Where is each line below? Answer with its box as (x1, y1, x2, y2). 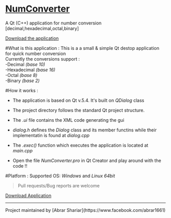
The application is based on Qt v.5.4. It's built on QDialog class (12, 97, 145, 103)
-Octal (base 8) (5, 72, 38, 78)
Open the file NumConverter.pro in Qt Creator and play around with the (12, 157, 161, 163)
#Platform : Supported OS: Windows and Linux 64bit (5, 173, 116, 179)
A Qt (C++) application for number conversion (5, 20, 102, 26)
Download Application (5, 192, 52, 199)
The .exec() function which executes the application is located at (12, 142, 149, 148)
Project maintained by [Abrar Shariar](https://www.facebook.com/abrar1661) (5, 207, 166, 213)
